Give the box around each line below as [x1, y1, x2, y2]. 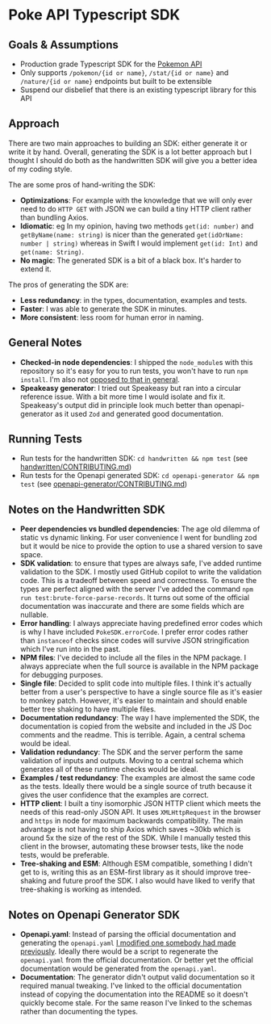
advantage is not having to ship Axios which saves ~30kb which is [19, 825, 241, 834]
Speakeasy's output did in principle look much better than [19, 400, 213, 409]
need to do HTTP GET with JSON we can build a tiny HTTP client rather [19, 204, 252, 213]
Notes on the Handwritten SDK [8, 502, 165, 516]
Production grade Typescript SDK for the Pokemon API [19, 59, 202, 69]
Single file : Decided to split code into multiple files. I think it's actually [19, 678, 252, 688]
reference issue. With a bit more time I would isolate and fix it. [19, 392, 226, 401]
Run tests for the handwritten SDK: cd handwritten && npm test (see [19, 454, 248, 464]
